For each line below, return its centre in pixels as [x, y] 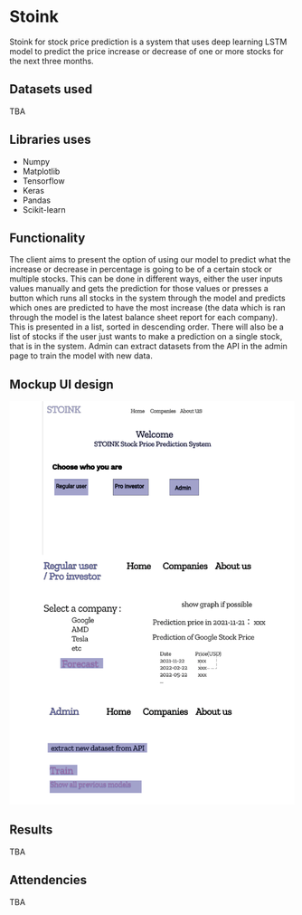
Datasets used [51, 89]
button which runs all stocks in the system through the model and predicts [148, 298]
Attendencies [48, 880]
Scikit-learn [44, 209]
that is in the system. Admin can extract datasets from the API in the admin [148, 347]
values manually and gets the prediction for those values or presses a [139, 289]
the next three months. [52, 61]
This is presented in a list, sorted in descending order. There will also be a [147, 327]
